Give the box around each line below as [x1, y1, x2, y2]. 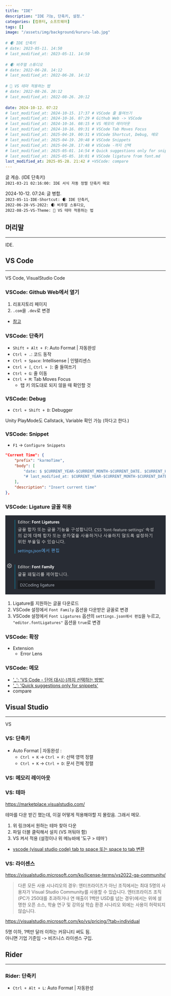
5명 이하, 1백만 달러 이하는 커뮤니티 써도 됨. [5, 929, 91, 935]
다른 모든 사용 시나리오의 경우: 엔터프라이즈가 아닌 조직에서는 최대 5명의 [17, 883, 160, 889]
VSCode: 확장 [5, 633, 39, 640]
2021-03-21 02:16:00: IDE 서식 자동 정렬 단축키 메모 [5, 181, 110, 186]
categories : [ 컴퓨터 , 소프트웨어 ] [5, 19, 70, 24]
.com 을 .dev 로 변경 [12, 308, 50, 314]
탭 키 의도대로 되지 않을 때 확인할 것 [20, 382, 91, 388]
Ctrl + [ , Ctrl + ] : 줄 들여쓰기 [12, 364, 76, 370]
